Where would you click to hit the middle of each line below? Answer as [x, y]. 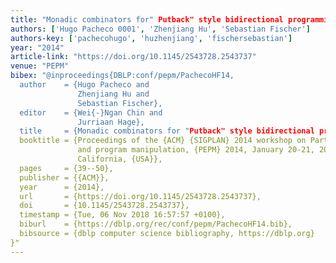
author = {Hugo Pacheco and [84, 85]
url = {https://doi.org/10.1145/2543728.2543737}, [140, 196]
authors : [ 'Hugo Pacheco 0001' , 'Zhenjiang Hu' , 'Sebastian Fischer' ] [160, 29]
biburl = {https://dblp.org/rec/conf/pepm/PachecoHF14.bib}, [156, 224]
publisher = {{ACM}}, [64, 177]
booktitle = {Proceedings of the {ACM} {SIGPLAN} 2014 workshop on [163, 141]
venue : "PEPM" [40, 66]
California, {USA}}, [120, 159]
